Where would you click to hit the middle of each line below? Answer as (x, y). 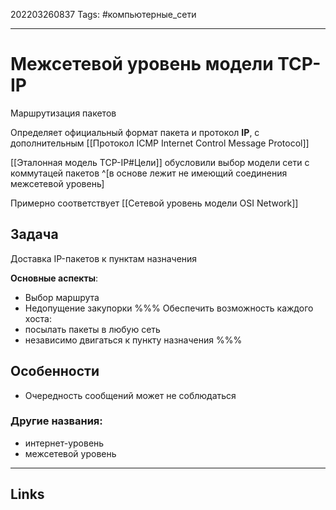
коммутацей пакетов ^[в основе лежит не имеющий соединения (149, 173)
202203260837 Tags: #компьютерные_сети (103, 14)
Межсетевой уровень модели (142, 64)
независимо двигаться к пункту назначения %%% (133, 340)
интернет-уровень (64, 443)
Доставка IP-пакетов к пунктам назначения (104, 258)
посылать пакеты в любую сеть (92, 329)
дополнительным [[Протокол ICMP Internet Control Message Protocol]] (160, 143)
